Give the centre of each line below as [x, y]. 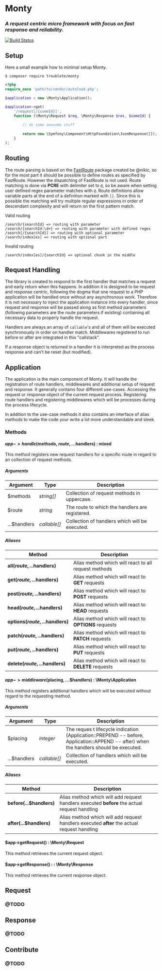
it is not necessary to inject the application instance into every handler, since [81, 302]
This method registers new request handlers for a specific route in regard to [81, 455]
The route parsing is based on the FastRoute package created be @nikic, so [81, 170]
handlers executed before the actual [101, 803]
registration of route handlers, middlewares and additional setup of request [80, 384]
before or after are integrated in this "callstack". [53, 337]
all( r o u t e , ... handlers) [32, 566]
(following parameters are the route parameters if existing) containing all [77, 313]
